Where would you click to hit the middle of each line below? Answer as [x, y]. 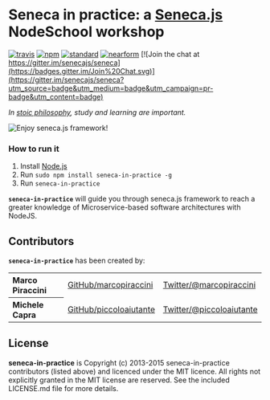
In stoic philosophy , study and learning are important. [97, 112]
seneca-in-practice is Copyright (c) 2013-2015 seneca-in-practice [119, 362]
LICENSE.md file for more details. [63, 388]
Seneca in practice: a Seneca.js [116, 15]
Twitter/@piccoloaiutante [210, 309]
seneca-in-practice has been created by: [77, 261]
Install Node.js [43, 166]
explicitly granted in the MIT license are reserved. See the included [119, 380]
